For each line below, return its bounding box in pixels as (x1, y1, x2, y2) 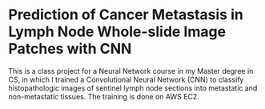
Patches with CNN (8, 40, 132, 58)
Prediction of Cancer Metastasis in (8, 6, 244, 24)
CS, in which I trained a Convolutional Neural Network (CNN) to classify (8, 75, 244, 84)
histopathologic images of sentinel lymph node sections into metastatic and (8, 83, 258, 93)
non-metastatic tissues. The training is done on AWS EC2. (8, 91, 200, 101)
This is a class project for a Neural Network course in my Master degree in (8, 66, 254, 75)
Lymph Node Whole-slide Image (8, 22, 227, 41)
